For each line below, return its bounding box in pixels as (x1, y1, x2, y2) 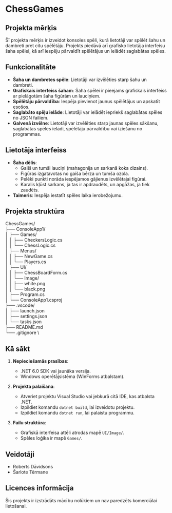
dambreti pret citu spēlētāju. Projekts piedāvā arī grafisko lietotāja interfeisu (5, 43, 165, 49)
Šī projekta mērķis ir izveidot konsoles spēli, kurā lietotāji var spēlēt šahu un (5, 37, 166, 43)
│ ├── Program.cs (5, 291, 45, 298)
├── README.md (5, 324, 43, 330)
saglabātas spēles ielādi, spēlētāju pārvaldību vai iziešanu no (12, 125, 143, 131)
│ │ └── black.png (5, 286, 46, 292)
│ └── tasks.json (5, 319, 42, 325)
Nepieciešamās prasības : (12, 358, 69, 364)
